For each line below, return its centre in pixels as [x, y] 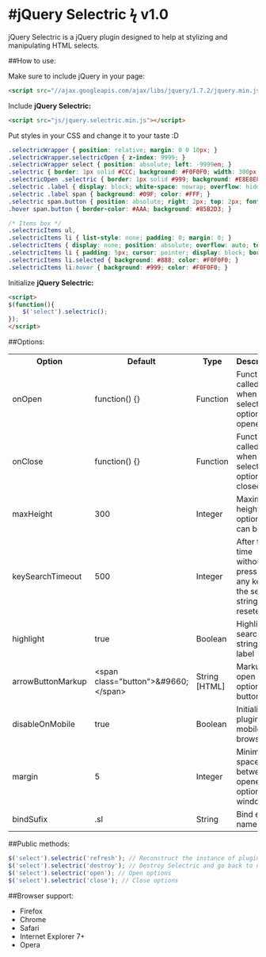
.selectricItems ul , [42, 231]
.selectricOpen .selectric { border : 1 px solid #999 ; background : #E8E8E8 [134, 180]
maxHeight [32, 514]
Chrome [33, 919]
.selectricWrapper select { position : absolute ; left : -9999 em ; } [120, 165]
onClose [28, 461]
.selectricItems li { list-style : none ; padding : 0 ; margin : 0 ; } [120, 238]
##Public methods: [39, 844]
